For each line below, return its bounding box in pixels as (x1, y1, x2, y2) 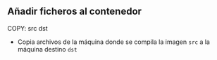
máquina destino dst (17, 45, 77, 53)
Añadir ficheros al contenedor (7, 6, 142, 17)
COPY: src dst (7, 24, 48, 32)
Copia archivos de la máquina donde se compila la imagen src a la (17, 38, 210, 46)
